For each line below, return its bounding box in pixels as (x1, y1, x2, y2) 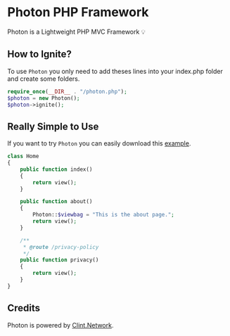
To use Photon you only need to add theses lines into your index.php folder (7, 67, 223, 75)
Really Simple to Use (7, 120, 99, 132)
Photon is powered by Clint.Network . (7, 321, 114, 329)
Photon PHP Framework (7, 4, 149, 20)
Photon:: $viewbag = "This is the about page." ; (32, 212, 174, 219)
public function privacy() (20, 257, 99, 264)
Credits (7, 302, 41, 314)
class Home (7, 153, 39, 160)
